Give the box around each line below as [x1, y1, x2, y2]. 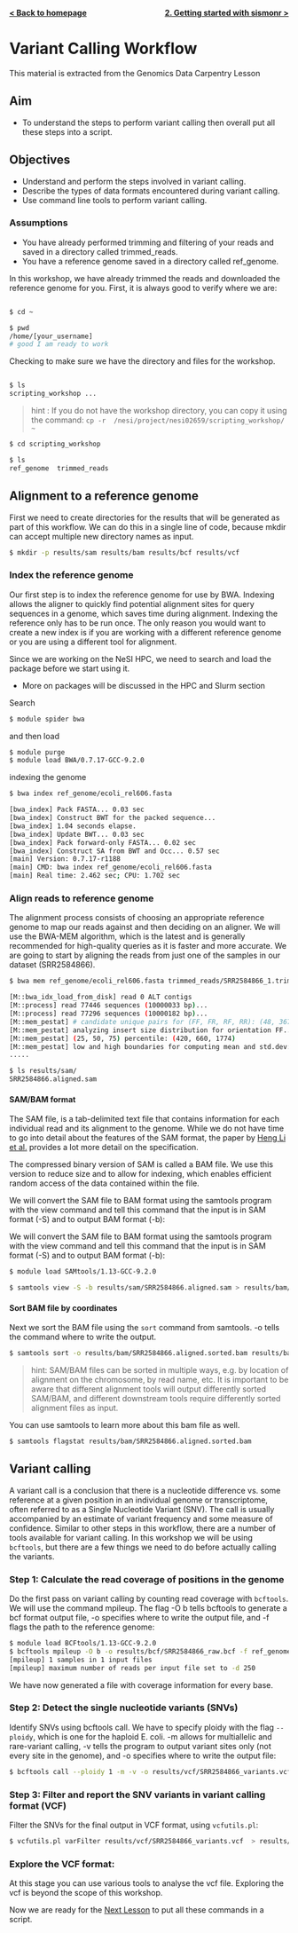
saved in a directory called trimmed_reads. [21, 246, 178, 256]
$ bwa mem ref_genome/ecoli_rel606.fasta [9, 976, 165, 986]
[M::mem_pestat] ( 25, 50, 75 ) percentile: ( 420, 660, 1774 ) [9, 1034, 237, 1043]
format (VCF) [9, 1799, 67, 1811]
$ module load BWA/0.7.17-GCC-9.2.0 [9, 756, 145, 765]
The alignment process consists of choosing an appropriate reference [9, 912, 264, 923]
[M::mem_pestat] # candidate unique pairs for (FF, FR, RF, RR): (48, [9, 1017, 276, 1026]
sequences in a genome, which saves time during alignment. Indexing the [9, 608, 278, 619]
